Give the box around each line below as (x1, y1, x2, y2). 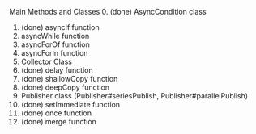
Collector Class (20, 57, 72, 66)
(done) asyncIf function (20, 23, 100, 31)
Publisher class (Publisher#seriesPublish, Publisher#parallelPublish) (20, 91, 249, 100)
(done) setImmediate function (20, 100, 121, 109)
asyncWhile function (20, 31, 90, 40)
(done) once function (20, 108, 92, 118)
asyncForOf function (20, 40, 90, 49)
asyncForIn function (20, 48, 88, 57)
